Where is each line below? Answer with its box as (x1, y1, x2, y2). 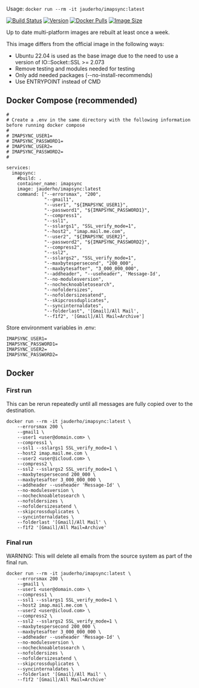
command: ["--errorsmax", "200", (17, 191, 102, 197)
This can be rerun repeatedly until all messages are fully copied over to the (6, 400, 193, 407)
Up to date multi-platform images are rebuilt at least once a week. (6, 29, 170, 36)
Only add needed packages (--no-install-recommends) (15, 72, 153, 78)
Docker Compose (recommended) (6, 95, 138, 106)
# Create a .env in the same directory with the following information (6, 116, 191, 123)
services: (6, 164, 31, 170)
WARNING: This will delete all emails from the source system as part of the (6, 552, 192, 559)
